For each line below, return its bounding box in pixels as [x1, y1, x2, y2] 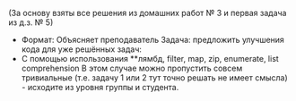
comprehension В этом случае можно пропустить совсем [21, 63, 243, 73]
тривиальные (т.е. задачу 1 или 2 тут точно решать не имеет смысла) [21, 72, 288, 83]
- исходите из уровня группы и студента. [21, 82, 179, 92]
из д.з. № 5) [8, 17, 54, 28]
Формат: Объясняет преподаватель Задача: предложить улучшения [21, 35, 284, 45]
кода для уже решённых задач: [21, 44, 143, 55]
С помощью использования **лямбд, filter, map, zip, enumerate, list [21, 54, 279, 63]
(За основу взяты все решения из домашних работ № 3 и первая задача [8, 8, 287, 18]
